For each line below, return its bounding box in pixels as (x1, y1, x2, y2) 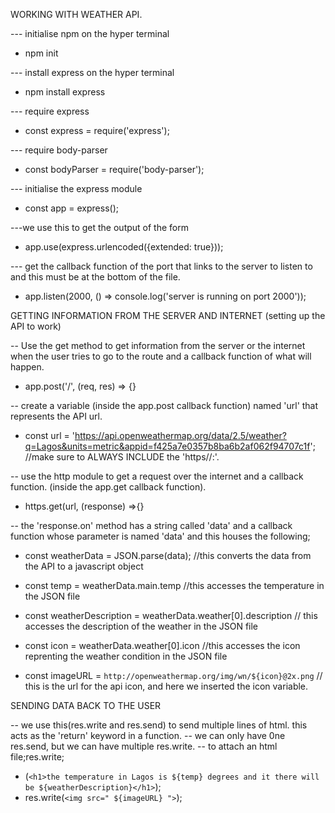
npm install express (24, 86, 106, 98)
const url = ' (24, 430, 75, 441)
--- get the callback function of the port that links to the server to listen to (10, 260, 313, 272)
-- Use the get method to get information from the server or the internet (10, 340, 306, 351)
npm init (24, 47, 59, 59)
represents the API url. (10, 410, 103, 422)
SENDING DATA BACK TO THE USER (10, 700, 162, 711)
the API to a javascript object (24, 560, 144, 572)
